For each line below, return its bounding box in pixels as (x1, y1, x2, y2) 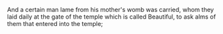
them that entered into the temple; (7, 20, 103, 27)
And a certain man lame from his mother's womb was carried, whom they (7, 6, 214, 13)
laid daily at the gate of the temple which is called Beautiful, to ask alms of (7, 13, 216, 21)
